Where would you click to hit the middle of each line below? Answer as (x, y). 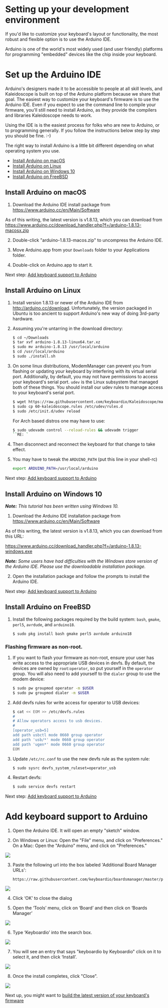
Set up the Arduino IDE (53, 75)
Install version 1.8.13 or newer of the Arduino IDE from (68, 302)
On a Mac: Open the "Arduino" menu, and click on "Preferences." (79, 846)
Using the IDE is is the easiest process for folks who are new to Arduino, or (82, 125)
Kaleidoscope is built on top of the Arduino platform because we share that (83, 94)
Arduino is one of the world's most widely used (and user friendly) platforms (84, 49)
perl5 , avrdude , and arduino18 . (44, 624)
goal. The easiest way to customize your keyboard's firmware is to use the (82, 99)
